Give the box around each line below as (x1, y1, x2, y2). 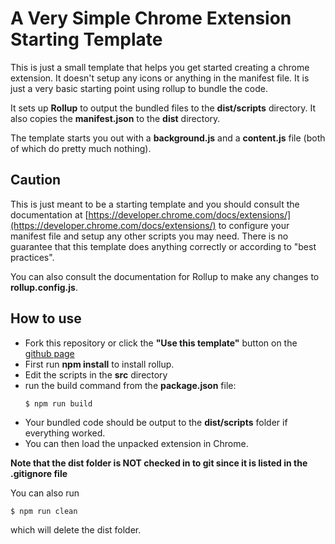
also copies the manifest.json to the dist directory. (10, 112, 221, 124)
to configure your (218, 219, 290, 231)
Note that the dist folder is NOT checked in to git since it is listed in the (10, 457, 308, 469)
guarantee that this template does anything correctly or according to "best (10, 240, 317, 252)
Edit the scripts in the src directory (24, 368, 168, 381)
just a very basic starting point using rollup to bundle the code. (10, 82, 268, 94)
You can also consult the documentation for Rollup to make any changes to (10, 270, 320, 282)
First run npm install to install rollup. (24, 358, 175, 370)
